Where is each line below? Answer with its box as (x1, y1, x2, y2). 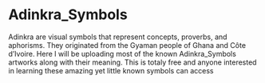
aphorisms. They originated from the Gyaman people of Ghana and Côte (8, 40, 246, 49)
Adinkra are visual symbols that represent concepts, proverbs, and (8, 32, 227, 41)
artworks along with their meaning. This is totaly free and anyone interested (8, 57, 257, 67)
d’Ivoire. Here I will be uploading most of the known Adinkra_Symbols (8, 49, 237, 58)
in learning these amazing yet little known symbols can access (8, 65, 214, 75)
